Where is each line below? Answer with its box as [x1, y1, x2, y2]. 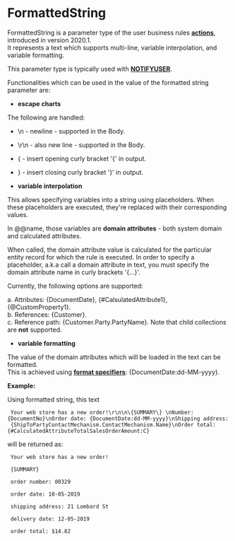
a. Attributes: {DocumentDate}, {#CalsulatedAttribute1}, [7, 295, 168, 303]
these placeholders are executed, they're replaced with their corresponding [7, 203, 227, 211]
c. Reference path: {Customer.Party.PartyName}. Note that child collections [7, 318, 227, 326]
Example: [7, 381, 36, 390]
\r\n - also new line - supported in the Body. [17, 140, 145, 149]
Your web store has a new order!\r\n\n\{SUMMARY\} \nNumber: [10, 409, 194, 416]
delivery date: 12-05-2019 [10, 515, 90, 523]
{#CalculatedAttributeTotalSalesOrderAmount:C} [7, 427, 150, 434]
